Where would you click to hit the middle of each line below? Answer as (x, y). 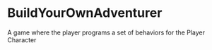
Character (22, 39)
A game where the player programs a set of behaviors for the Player (106, 32)
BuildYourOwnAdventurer (85, 13)
